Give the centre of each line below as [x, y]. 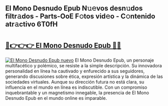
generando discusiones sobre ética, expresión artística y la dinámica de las [84, 76]
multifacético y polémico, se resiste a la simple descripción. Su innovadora [83, 65]
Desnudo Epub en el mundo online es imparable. [56, 98]
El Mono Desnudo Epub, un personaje [114, 60]
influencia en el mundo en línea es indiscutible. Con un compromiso [76, 87]
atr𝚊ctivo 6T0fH [32, 24]
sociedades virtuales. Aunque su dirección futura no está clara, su [75, 82]
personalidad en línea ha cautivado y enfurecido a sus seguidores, [75, 71]
